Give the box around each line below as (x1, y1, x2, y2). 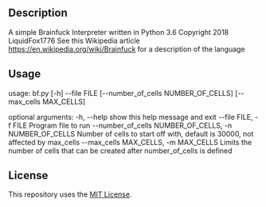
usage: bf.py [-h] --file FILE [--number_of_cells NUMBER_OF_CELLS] (8, 88, 233, 98)
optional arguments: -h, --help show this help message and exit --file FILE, (8, 112, 253, 121)
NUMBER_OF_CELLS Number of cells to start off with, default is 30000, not (8, 128, 254, 138)
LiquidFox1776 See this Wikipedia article (8, 36, 141, 45)
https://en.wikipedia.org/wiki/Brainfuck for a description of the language (8, 44, 245, 54)
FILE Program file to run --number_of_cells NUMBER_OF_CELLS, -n (13, 121, 233, 130)
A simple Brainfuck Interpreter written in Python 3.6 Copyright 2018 (8, 27, 229, 36)
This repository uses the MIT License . (8, 190, 132, 199)
